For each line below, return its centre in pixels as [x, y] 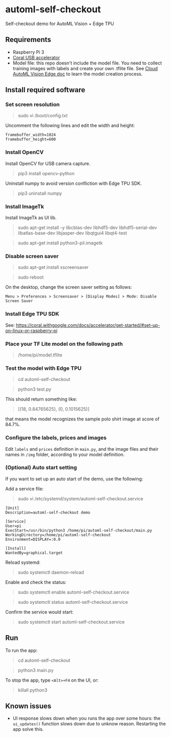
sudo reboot [31, 277]
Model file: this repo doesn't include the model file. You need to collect [87, 63]
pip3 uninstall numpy [40, 193]
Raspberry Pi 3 [28, 52]
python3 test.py [35, 389]
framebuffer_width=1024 [31, 135]
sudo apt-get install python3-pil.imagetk [60, 243]
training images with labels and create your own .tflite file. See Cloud [85, 68]
